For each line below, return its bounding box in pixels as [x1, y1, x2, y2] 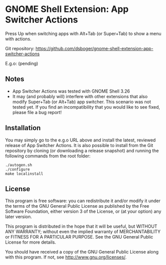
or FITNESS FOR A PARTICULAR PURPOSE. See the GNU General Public [5, 234, 154, 240]
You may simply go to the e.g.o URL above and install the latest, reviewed [5, 137, 156, 143]
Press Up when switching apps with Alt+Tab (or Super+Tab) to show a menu [5, 30, 162, 36]
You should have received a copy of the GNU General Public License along [5, 249, 159, 255]
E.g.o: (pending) [5, 60, 38, 66]
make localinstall [5, 171, 43, 176]
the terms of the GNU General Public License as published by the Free [5, 203, 150, 209]
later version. [5, 214, 32, 220]
